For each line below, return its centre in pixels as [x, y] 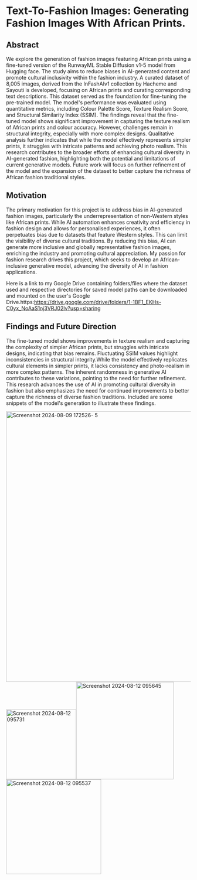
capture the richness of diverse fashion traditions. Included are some [89, 397]
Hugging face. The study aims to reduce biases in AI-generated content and [98, 71]
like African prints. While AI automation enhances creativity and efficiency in [98, 222]
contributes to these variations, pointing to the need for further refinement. [96, 378]
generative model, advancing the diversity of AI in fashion [98, 265]
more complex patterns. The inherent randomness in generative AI [86, 372]
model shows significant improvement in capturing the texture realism [106, 121]
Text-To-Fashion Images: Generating [98, 11]
